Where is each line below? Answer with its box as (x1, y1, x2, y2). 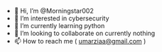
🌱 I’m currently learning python (13, 22, 105, 30)
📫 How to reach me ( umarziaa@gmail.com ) (13, 37, 146, 45)
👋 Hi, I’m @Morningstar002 (13, 7, 94, 15)
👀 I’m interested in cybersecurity (13, 14, 109, 22)
